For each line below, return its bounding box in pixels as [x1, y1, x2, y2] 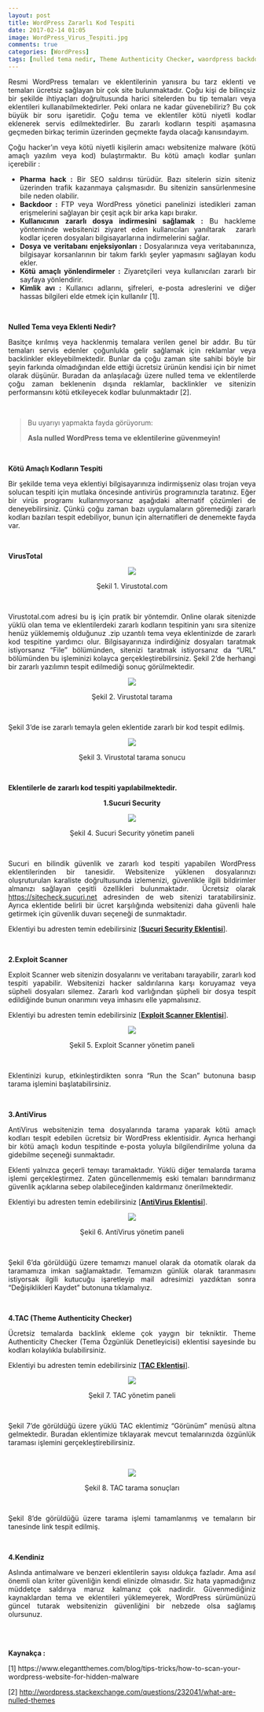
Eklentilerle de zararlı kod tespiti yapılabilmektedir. [8, 782, 178, 792]
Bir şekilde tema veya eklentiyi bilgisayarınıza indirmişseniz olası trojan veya [8, 479, 256, 488]
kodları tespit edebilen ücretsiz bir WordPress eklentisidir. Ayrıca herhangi [8, 1133, 256, 1142]
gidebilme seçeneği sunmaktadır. [8, 1150, 115, 1159]
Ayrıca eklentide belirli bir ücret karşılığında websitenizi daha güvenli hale [8, 900, 256, 910]
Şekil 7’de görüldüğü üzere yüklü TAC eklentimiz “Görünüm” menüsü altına [8, 1421, 256, 1430]
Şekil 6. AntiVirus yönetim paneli [79, 1227, 185, 1237]
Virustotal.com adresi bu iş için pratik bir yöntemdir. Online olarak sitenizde [8, 612, 256, 621]
